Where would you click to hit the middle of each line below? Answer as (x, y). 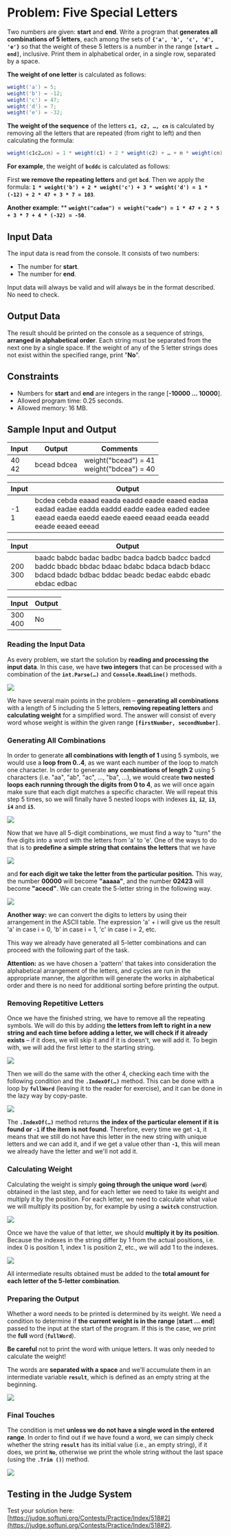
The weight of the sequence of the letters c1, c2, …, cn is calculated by (111, 126)
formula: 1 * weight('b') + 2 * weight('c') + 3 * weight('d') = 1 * (108, 187)
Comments (119, 449)
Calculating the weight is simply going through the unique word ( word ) (107, 1184)
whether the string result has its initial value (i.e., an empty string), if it (107, 1445)
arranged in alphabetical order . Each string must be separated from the (109, 340)
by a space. (24, 61)
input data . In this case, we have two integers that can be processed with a (114, 667)
